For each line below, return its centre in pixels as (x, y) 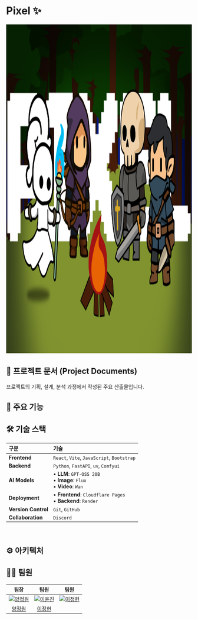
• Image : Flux (70, 481)
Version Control (28, 509)
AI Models (21, 481)
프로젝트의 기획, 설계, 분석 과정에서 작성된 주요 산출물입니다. (75, 387)
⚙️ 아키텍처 (25, 551)
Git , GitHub (66, 509)
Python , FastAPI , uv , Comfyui (86, 466)
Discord (62, 518)
